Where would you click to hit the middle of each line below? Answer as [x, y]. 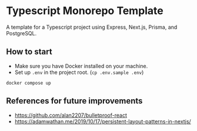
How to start [29, 52]
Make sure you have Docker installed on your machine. [81, 66]
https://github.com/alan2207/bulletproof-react [71, 115]
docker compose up [29, 83]
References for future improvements [74, 101]
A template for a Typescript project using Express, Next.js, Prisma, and [92, 27]
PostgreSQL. [21, 33]
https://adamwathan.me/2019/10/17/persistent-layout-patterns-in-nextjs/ [103, 121]
